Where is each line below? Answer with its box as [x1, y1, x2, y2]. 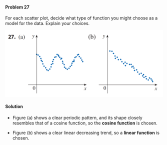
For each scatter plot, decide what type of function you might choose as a [5, 15, 158, 21]
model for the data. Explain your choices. [5, 20, 90, 26]
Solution [5, 103, 23, 109]
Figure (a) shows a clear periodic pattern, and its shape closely [12, 115, 142, 121]
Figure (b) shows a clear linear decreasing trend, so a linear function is [12, 130, 160, 136]
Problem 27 [5, 4, 30, 10]
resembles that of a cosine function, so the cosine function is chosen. [12, 120, 157, 126]
